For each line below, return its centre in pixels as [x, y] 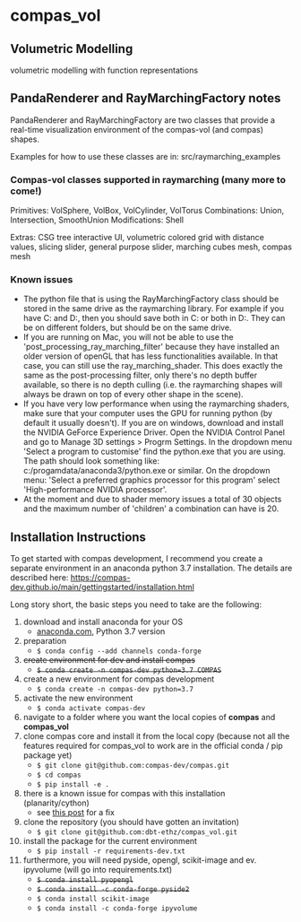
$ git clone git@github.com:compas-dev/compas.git [133, 766]
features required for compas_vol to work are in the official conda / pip [153, 746]
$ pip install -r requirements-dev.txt [111, 852]
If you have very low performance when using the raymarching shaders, [156, 404]
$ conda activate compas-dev [91, 709]
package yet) [47, 755]
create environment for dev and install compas [109, 660]
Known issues [42, 280]
